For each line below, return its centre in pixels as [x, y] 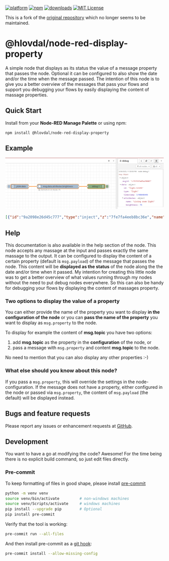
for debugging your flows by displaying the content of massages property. [82, 288]
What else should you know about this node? [61, 371]
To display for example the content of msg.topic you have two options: [79, 333]
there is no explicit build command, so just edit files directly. [67, 459]
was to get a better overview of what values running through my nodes [79, 277]
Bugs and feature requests [48, 414]
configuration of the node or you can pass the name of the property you [82, 318]
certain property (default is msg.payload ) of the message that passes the [80, 261]
